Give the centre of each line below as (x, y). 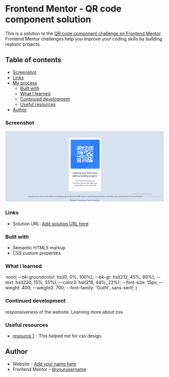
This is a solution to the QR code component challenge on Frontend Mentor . (83, 33)
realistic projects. (23, 44)
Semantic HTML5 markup (39, 248)
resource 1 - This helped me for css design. (58, 336)
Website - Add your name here (44, 364)
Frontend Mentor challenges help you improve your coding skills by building (84, 39)
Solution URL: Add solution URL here (51, 224)
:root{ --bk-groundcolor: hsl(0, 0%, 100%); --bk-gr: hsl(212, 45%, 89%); (80, 277)
